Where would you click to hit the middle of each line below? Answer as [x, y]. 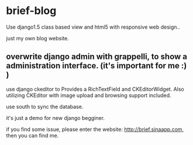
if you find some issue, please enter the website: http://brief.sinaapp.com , [95, 129]
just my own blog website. [37, 38]
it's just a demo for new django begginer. [56, 118]
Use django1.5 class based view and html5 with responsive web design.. [93, 27]
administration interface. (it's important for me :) [96, 66]
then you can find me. [32, 135]
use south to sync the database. [45, 106]
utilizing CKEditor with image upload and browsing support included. [89, 95]
